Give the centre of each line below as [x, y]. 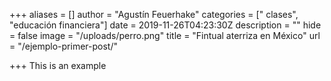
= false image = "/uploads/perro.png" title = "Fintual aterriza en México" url [165, 35]
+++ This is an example [58, 65]
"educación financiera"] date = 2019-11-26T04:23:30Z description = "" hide [165, 25]
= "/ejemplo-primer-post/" [63, 46]
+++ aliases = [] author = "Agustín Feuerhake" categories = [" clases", [154, 14]
